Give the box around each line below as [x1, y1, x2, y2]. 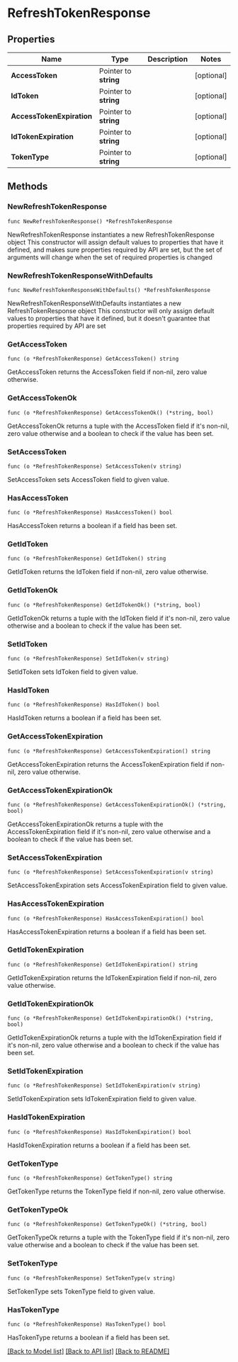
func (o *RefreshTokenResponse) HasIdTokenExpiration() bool [7, 1128, 192, 1135]
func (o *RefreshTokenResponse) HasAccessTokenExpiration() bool [7, 915, 204, 922]
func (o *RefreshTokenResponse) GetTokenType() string [7, 1175, 173, 1182]
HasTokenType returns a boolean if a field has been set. [7, 1333, 170, 1341]
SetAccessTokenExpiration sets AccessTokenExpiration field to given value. [7, 881, 228, 890]
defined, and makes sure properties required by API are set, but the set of [7, 245, 223, 254]
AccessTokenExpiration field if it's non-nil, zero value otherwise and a [7, 827, 211, 835]
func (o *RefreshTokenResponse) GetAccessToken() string [7, 356, 179, 363]
